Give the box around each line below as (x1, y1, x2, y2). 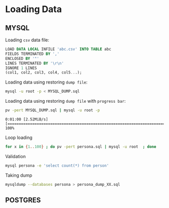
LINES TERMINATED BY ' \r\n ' (5, 60, 64, 66)
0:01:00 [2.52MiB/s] (5, 117, 49, 122)
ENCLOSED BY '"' (5, 56, 39, 61)
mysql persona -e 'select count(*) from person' (5, 163, 109, 168)
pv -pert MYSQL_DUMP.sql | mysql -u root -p (5, 108, 100, 113)
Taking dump (5, 172, 33, 178)
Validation (5, 153, 26, 159)
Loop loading (5, 134, 33, 141)
